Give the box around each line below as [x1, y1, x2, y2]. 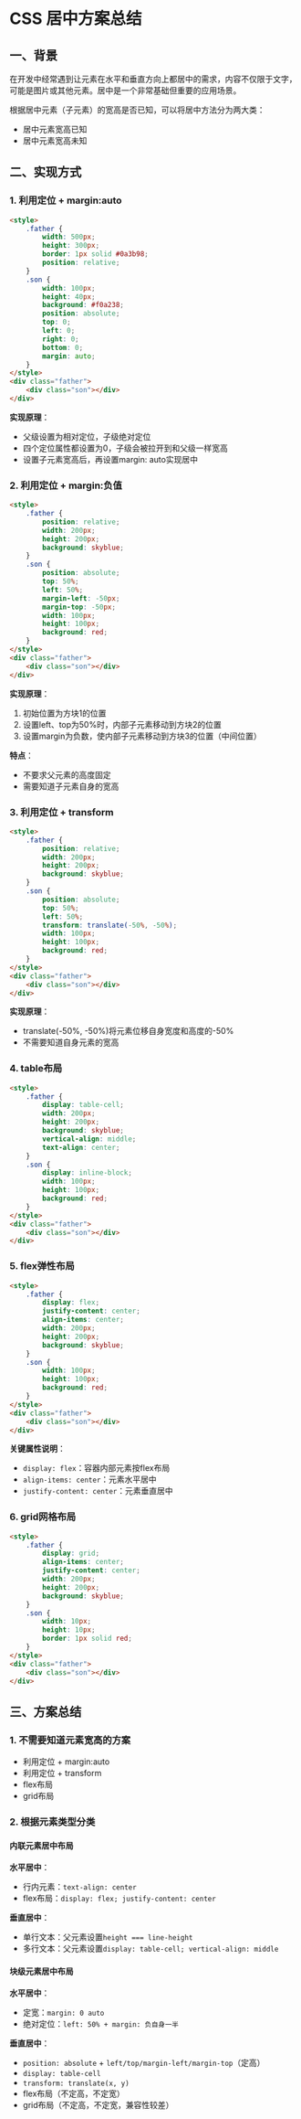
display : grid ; [42, 1549, 100, 1559]
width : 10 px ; [42, 1617, 92, 1626]
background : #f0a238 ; [42, 301, 125, 310]
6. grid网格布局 [9, 1510, 77, 1523]
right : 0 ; [42, 335, 79, 344]
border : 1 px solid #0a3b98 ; [42, 250, 149, 259]
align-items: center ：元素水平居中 [22, 1474, 157, 1485]
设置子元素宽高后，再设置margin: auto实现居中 [22, 453, 199, 464]
